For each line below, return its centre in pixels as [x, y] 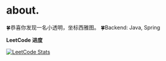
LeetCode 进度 [24, 40]
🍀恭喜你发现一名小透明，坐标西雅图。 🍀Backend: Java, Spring [83, 27]
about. [23, 10]
